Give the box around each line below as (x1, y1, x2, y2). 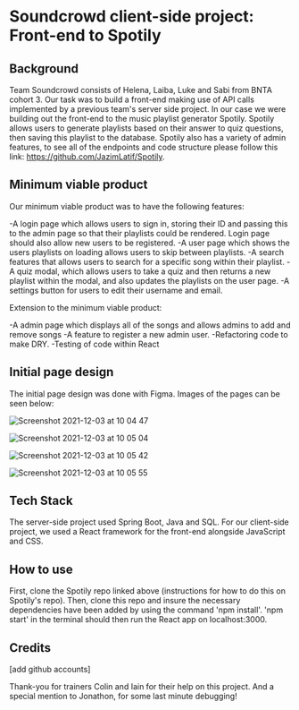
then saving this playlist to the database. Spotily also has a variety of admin (9, 133, 287, 142)
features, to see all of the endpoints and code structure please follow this (9, 141, 278, 152)
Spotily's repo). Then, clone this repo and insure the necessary (9, 595, 241, 606)
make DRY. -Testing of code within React (9, 338, 160, 349)
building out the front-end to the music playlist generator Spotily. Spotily (9, 114, 275, 124)
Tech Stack (9, 493, 73, 509)
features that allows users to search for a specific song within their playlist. (9, 256, 286, 267)
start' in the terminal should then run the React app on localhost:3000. (9, 614, 268, 625)
